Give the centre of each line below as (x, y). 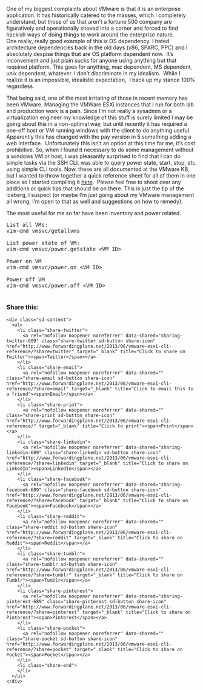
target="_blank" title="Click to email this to (132, 389)
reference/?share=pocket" (39, 650)
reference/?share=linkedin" (42, 464)
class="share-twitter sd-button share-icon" (98, 341)
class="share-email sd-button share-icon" (61, 378)
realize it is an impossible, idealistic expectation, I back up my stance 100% (101, 80)
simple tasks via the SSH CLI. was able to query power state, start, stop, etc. (101, 163)
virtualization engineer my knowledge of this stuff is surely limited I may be (100, 117)
